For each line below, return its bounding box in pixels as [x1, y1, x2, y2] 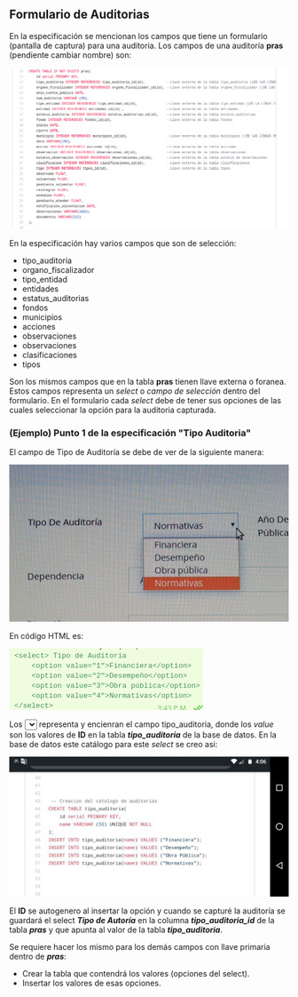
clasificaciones [21, 349, 78, 360]
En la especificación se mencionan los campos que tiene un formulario [9, 30, 268, 41]
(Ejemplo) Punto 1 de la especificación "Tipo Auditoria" [9, 427, 251, 439]
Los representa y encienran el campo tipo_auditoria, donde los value [9, 719, 274, 730]
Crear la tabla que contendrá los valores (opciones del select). [21, 969, 250, 979]
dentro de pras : [9, 951, 67, 962]
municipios [21, 311, 63, 323]
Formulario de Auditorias [9, 7, 150, 22]
